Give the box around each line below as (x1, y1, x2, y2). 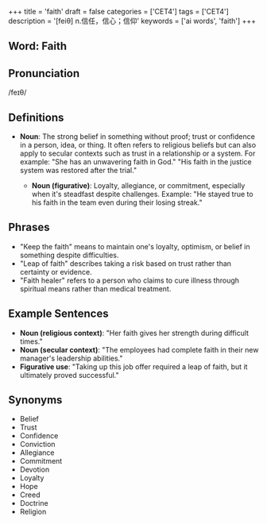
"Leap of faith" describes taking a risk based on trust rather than (19, 258, 232, 268)
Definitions (8, 110, 64, 124)
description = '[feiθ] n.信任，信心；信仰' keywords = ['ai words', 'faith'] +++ (8, 16, 257, 25)
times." (19, 337, 43, 346)
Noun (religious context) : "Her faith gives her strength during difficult (19, 328, 249, 337)
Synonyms (8, 393, 63, 407)
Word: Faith (8, 40, 68, 53)
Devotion (19, 464, 50, 475)
